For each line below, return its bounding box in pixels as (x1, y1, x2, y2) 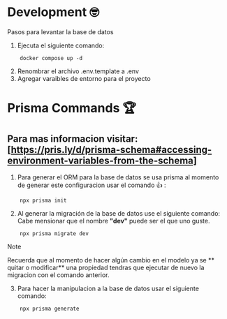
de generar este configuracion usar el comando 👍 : (17, 181, 166, 189)
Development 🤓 (7, 4, 100, 20)
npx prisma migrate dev (20, 230, 89, 237)
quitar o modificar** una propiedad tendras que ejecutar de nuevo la (7, 263, 205, 272)
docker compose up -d (20, 54, 82, 61)
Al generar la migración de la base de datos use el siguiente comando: (17, 209, 221, 217)
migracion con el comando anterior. (7, 270, 110, 279)
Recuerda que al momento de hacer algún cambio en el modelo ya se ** (7, 255, 215, 264)
